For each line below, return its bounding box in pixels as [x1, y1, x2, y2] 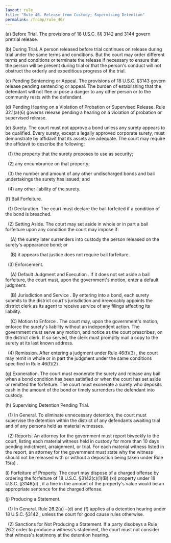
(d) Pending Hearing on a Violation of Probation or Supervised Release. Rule [5, 104, 165, 110]
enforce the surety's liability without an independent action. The [5, 324, 140, 330]
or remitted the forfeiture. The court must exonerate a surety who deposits [5, 381, 162, 388]
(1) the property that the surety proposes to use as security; [7, 151, 134, 157]
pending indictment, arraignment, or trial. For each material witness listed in [5, 443, 164, 450]
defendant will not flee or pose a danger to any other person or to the [5, 89, 151, 95]
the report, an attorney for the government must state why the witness [5, 449, 153, 455]
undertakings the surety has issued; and [5, 176, 90, 182]
